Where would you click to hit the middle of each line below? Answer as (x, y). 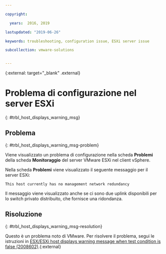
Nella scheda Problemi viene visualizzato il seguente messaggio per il (77, 169)
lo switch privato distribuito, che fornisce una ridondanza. (64, 198)
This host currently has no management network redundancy (67, 184)
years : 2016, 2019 (30, 23)
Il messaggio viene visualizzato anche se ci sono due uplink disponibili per (81, 193)
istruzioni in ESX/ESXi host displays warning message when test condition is (83, 241)
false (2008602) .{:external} (33, 247)
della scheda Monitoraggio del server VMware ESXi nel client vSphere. (78, 160)
